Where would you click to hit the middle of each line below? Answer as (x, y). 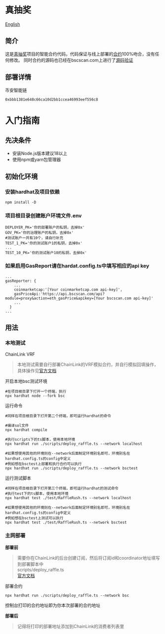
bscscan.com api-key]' (130, 298)
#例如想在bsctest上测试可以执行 (34, 518)
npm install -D (21, 203)
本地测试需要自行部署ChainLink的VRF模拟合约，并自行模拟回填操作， (88, 364)
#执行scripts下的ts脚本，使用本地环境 (40, 439)
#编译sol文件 (17, 425)
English (13, 24)
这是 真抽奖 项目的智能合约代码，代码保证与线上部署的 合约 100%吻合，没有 (80, 54)
